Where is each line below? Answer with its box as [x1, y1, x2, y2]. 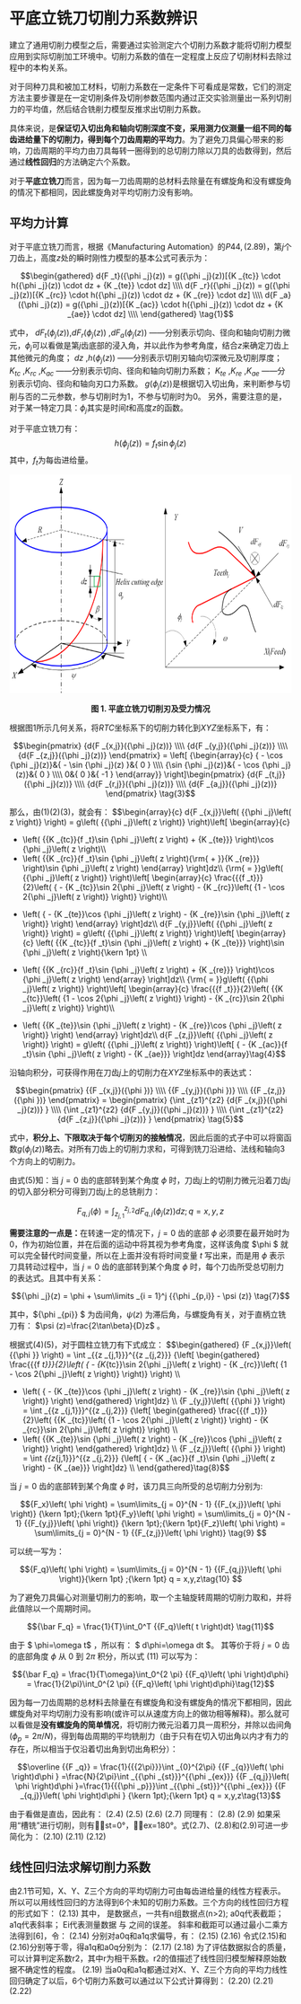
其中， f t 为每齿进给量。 [9, 455, 94, 468]
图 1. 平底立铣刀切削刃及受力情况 [90, 702, 211, 714]
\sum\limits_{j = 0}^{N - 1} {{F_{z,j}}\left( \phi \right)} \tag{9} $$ [34, 1528, 267, 1539]
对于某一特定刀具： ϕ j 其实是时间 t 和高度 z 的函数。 [9, 402, 188, 415]
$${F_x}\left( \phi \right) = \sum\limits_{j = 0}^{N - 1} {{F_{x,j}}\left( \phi [20, 1499, 281, 1510]
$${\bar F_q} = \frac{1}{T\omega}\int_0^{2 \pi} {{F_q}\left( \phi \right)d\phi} [12, 1669, 289, 1680]
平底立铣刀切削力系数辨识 [9, 8, 199, 29]
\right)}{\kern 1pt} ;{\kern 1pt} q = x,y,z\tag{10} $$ [58, 1574, 243, 1585]
